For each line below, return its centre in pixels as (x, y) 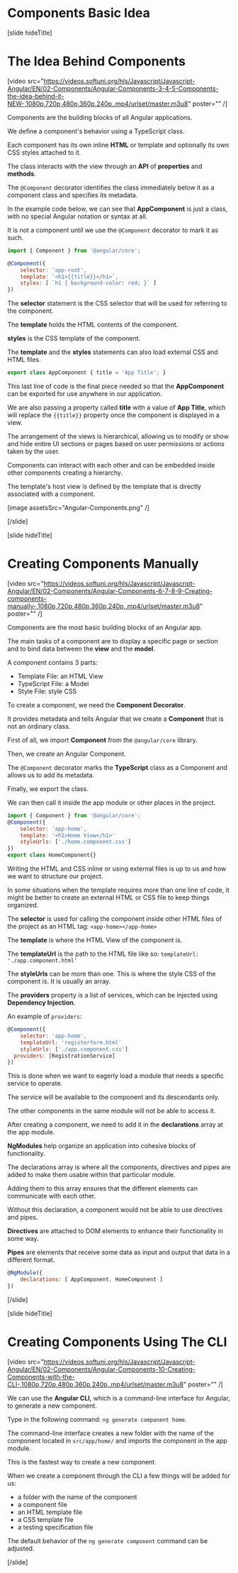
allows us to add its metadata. (51, 775)
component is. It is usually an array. (59, 981)
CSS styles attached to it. (44, 152)
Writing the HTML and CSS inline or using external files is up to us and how (117, 869)
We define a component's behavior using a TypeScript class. (96, 131)
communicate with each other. (52, 1196)
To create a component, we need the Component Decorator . (96, 705)
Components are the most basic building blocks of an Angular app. (105, 627)
